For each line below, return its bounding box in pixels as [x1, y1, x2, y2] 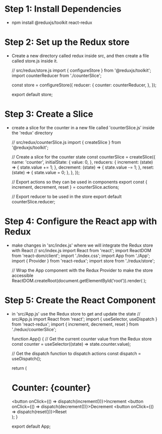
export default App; [11, 423, 51, 429]
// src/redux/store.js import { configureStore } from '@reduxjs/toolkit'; [11, 67, 151, 73]
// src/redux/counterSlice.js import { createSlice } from [11, 139, 121, 145]
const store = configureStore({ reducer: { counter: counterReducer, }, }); [11, 82, 157, 88]
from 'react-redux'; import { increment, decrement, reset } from [11, 321, 139, 327]
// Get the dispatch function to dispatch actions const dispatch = [11, 350, 142, 356]
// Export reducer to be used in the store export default [11, 194, 122, 199]
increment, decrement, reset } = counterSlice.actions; [11, 184, 120, 190]
